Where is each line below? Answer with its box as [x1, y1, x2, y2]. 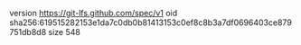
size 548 [48, 27, 81, 37]
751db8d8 [9, 27, 47, 37]
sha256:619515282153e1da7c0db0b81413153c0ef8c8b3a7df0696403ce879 [9, 17, 292, 28]
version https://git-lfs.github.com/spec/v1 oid [9, 8, 178, 18]
